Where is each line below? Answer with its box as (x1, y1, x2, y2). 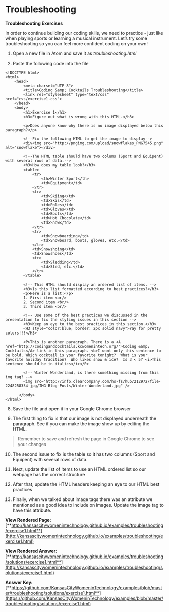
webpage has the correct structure (12, 471, 85, 477)
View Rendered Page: (5, 517, 51, 523)
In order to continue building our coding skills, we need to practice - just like (5, 30, 163, 36)
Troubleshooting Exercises (5, 20, 63, 26)
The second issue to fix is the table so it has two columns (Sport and (12, 451, 155, 457)
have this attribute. (12, 507, 52, 513)
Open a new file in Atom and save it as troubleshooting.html (12, 50, 137, 57)
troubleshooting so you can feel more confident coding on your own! (5, 40, 148, 46)
